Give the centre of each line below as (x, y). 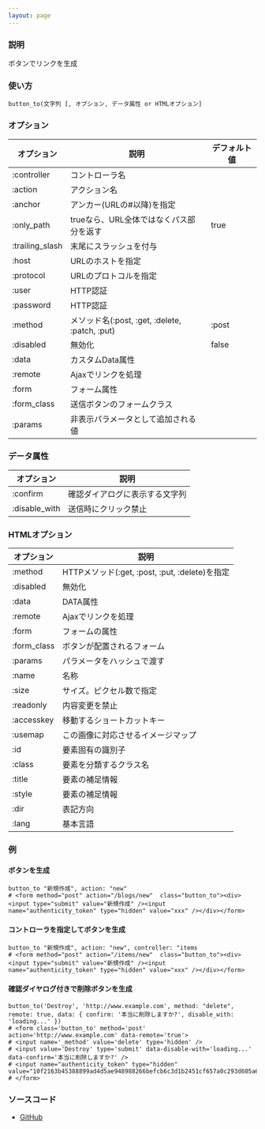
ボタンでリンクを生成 (43, 63)
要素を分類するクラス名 (106, 765)
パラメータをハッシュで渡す (114, 661)
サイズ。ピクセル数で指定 (110, 691)
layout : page (30, 15)
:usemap (28, 735)
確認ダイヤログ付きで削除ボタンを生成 (70, 989)
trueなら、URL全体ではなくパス (129, 220)
